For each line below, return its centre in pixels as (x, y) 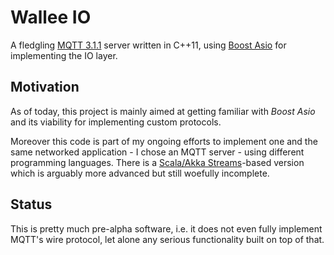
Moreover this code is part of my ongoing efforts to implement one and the (164, 141)
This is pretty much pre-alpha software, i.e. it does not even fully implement (166, 228)
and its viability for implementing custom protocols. (116, 122)
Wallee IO (51, 17)
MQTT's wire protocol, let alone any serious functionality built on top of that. (167, 239)
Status (31, 204)
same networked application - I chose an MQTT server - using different (157, 152)
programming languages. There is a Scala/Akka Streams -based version (157, 162)
